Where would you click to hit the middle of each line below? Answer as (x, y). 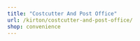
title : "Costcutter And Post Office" (62, 14)
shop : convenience (34, 26)
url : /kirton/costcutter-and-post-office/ (70, 20)
